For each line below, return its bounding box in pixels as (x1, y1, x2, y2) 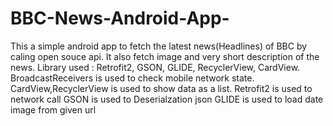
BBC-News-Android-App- (10, 7, 230, 30)
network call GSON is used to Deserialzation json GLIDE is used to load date (10, 93, 324, 105)
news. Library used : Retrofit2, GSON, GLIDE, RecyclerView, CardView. (10, 61, 301, 73)
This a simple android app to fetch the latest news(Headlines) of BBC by (10, 40, 308, 52)
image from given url (10, 103, 97, 116)
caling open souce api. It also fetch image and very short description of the (10, 50, 320, 62)
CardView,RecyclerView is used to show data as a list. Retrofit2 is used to (10, 82, 313, 94)
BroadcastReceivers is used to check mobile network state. (10, 72, 255, 84)
